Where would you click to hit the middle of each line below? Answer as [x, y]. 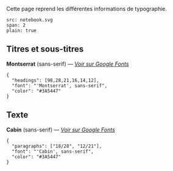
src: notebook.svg [30, 20]
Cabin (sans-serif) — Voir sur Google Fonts [61, 130]
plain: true [21, 30]
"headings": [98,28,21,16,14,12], [55, 80]
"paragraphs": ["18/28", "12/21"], [57, 146]
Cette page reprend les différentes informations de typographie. [87, 9]
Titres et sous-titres [45, 49]
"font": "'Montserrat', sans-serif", [60, 85]
